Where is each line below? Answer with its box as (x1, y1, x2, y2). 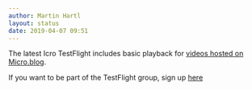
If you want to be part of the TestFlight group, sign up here (8, 73, 204, 83)
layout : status (8, 19, 60, 27)
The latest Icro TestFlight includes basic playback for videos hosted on (8, 49, 244, 59)
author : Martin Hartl (8, 11, 82, 20)
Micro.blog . (8, 57, 47, 67)
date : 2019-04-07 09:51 (8, 27, 89, 35)
